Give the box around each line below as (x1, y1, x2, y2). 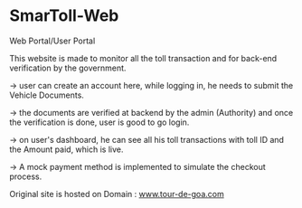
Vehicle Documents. (9, 90, 84, 100)
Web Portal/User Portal (9, 35, 96, 46)
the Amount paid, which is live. (9, 144, 124, 155)
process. (9, 171, 42, 182)
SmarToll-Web (9, 5, 119, 26)
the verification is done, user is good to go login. (9, 117, 190, 128)
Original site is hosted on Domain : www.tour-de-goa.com (9, 188, 224, 199)
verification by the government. (9, 62, 127, 73)
